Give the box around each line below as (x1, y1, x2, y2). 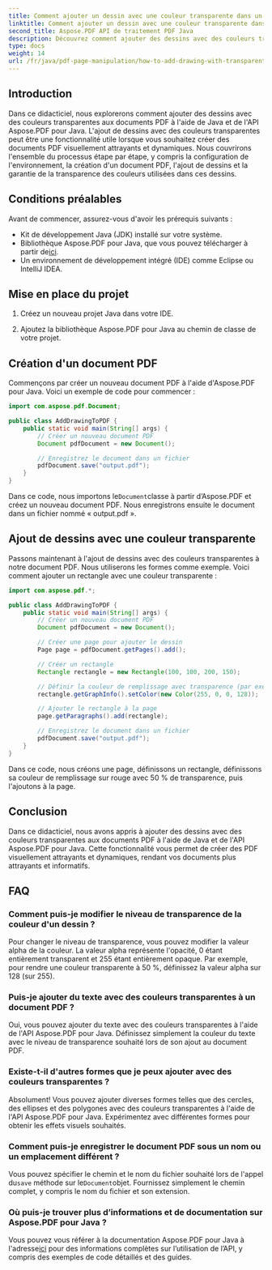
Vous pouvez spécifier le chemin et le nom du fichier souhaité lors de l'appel (8, 1170, 264, 1179)
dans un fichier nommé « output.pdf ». (8, 509, 137, 518)
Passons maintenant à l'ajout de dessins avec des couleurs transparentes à (8, 553, 260, 563)
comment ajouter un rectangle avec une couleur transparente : (8, 570, 217, 580)
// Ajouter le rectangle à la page (37, 705, 158, 713)
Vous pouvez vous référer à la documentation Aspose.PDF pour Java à (8, 1235, 244, 1245)
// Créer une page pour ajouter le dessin (37, 638, 183, 646)
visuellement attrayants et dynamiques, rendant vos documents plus (8, 852, 236, 862)
